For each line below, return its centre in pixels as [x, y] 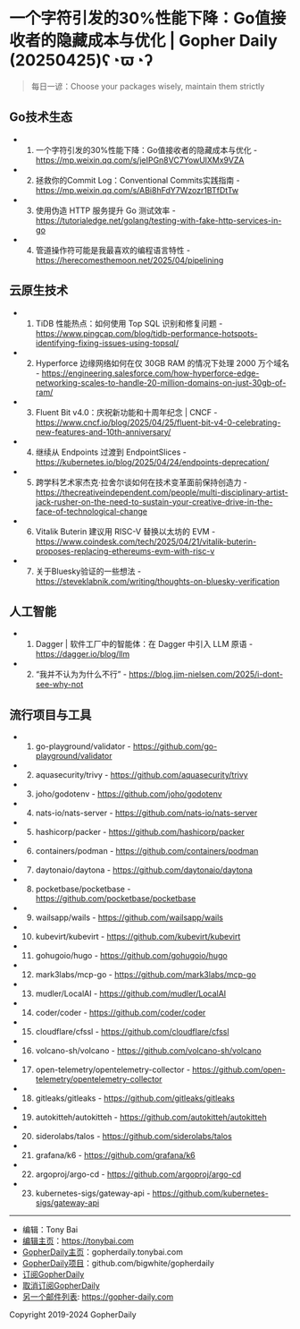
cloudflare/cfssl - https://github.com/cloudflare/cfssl [132, 1032]
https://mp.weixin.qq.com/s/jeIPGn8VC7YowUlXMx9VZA [140, 160]
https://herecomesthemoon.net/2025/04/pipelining [129, 260]
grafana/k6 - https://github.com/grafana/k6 [116, 1155]
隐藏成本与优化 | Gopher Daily [167, 41]
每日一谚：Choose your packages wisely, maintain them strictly [148, 86]
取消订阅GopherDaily [61, 1286]
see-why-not [59, 685]
